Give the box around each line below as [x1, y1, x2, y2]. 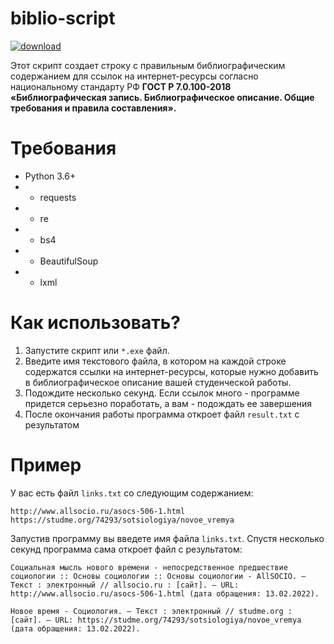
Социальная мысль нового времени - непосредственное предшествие [10, 562, 288, 572]
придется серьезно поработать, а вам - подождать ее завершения [24, 397, 313, 409]
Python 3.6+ [24, 170, 77, 182]
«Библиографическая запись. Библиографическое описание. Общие [10, 91, 315, 103]
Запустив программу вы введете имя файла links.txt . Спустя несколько [10, 532, 325, 544]
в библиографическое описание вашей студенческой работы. [24, 376, 292, 388]
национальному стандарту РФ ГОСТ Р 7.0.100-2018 [10, 80, 232, 92]
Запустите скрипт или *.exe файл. [24, 344, 170, 356]
